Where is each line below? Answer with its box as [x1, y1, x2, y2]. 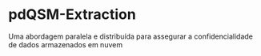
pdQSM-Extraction [8, 6, 136, 24]
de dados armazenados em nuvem [8, 39, 122, 49]
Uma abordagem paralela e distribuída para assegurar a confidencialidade [8, 32, 254, 41]
